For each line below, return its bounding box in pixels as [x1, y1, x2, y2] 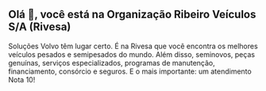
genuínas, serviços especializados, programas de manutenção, [8, 58, 216, 67]
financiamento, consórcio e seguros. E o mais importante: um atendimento [8, 66, 252, 76]
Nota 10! [8, 74, 36, 84]
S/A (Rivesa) [8, 21, 71, 34]
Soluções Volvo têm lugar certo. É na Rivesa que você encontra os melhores [8, 41, 258, 51]
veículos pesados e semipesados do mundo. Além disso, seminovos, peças [8, 49, 256, 59]
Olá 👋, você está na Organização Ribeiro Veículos [8, 8, 256, 21]
